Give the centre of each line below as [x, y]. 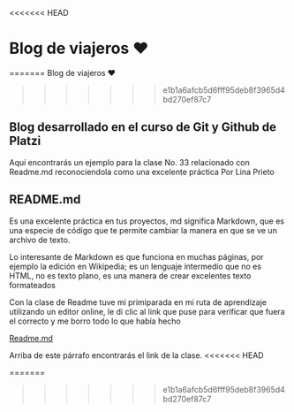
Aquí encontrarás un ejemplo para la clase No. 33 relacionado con [129, 162]
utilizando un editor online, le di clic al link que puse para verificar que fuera [147, 311]
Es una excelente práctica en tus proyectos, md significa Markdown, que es [147, 221]
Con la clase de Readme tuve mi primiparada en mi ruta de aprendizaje [138, 302]
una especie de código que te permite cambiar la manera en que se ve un [143, 230]
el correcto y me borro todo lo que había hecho [95, 321]
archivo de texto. [40, 240]
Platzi [25, 141]
